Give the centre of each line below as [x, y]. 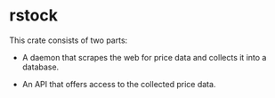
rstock [33, 16]
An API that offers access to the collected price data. [119, 84]
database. [40, 67]
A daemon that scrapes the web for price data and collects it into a [144, 57]
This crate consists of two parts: [69, 40]
